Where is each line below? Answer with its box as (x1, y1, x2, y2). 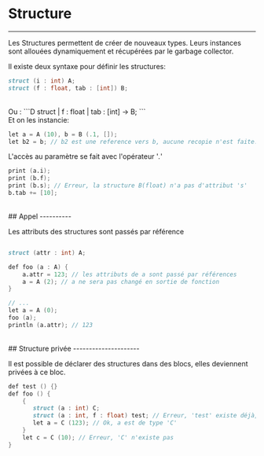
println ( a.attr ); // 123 (8, 321, 93, 329)
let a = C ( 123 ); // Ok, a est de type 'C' (32, 419, 178, 427)
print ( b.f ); (8, 175, 51, 182)
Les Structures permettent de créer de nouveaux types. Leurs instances (8, 38, 242, 47)
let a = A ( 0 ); (8, 307, 58, 314)
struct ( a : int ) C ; (32, 404, 101, 413)
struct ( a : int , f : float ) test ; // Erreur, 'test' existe (32, 412, 237, 420)
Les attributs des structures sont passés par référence (8, 226, 185, 236)
